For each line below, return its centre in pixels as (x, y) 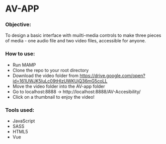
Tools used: (20, 110)
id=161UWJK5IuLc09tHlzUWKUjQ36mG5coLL (60, 81)
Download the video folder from (46, 76)
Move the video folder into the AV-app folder (59, 86)
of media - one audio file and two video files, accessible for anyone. (76, 41)
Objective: (18, 25)
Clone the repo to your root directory (51, 70)
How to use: (20, 54)
